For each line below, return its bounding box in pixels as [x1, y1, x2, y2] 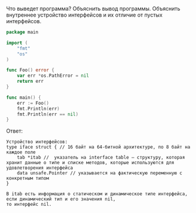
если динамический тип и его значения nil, [6, 196, 116, 202]
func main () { [6, 95, 42, 101]
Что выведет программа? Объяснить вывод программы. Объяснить [6, 5, 181, 12]
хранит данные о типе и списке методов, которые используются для [6, 160, 175, 166]
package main [6, 29, 39, 35]
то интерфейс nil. [6, 202, 52, 208]
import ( [6, 40, 28, 46]
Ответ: [6, 127, 23, 134]
